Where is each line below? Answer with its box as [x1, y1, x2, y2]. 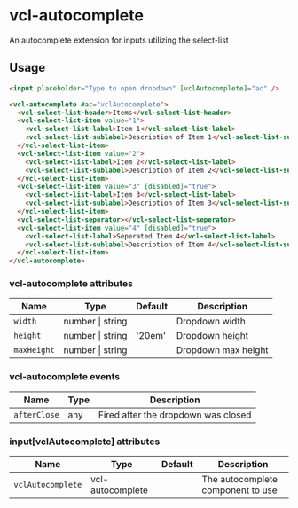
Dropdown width [176, 316, 246, 328]
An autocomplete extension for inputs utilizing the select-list [9, 35, 229, 45]
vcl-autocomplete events [9, 371, 121, 383]
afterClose [13, 410, 59, 419]
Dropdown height [176, 330, 249, 342]
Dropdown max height [176, 344, 269, 356]
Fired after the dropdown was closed [98, 409, 252, 421]
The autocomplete [201, 473, 278, 486]
